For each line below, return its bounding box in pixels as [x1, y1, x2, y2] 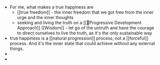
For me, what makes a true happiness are [9, 4, 94, 10]
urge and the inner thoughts [17, 15, 74, 20]
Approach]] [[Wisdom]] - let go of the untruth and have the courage [17, 25, 155, 31]
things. [9, 46, 24, 51]
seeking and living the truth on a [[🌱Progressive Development [17, 20, 141, 25]
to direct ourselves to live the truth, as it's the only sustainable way [17, 30, 152, 36]
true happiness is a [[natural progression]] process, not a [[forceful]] [9, 35, 149, 41]
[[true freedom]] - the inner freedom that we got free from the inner [17, 9, 154, 15]
